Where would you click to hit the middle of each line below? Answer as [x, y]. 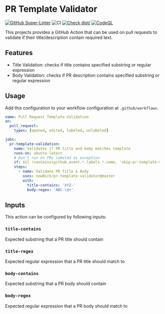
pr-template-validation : [35, 144]
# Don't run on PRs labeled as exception [57, 158]
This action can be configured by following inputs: [56, 217]
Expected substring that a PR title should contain [54, 239]
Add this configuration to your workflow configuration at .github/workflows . [82, 108]
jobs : [11, 140]
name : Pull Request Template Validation [47, 117]
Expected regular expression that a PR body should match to [66, 306]
